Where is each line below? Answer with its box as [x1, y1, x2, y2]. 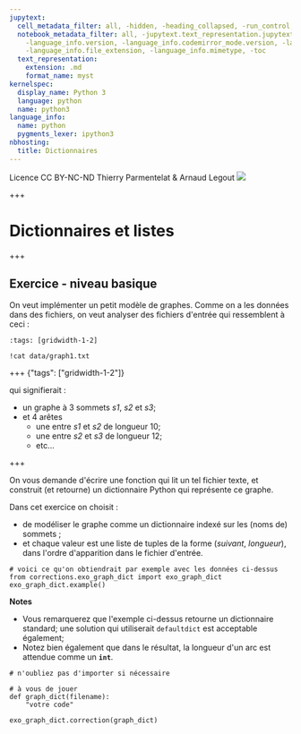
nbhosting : [9, 138, 50, 147]
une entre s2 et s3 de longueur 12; [35, 431, 163, 441]
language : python [17, 96, 82, 106]
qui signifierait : [9, 385, 67, 396]
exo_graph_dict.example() [9, 581, 106, 590]
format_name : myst [25, 72, 94, 81]
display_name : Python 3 [17, 88, 106, 97]
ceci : [9, 319, 30, 329]
